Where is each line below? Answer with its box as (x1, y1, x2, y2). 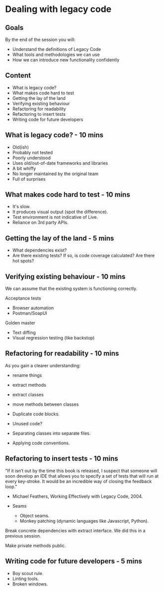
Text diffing (12, 329, 36, 335)
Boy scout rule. (12, 570, 44, 576)
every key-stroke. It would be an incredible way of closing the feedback (5, 478, 152, 484)
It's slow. (12, 204, 31, 210)
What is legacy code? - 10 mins (5, 131, 103, 139)
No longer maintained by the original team (12, 171, 98, 177)
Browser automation (12, 305, 54, 311)
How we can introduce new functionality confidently (12, 57, 120, 63)
